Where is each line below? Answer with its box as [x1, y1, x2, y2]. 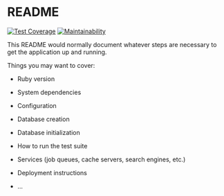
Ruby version [17, 74, 55, 83]
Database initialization [17, 128, 81, 136]
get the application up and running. [7, 48, 107, 56]
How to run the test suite [17, 141, 88, 150]
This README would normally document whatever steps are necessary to [7, 40, 217, 48]
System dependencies [17, 88, 82, 96]
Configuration [17, 101, 57, 109]
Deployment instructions [17, 168, 88, 177]
